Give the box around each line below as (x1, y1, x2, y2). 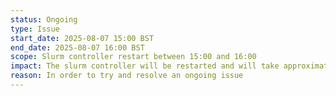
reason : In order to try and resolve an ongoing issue (10, 71, 244, 81)
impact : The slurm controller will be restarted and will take (10, 61, 280, 71)
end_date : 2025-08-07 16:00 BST (10, 42, 145, 53)
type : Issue (10, 24, 60, 34)
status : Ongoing (10, 14, 78, 25)
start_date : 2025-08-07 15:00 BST (10, 33, 155, 43)
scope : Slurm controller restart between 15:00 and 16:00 (10, 52, 257, 62)
